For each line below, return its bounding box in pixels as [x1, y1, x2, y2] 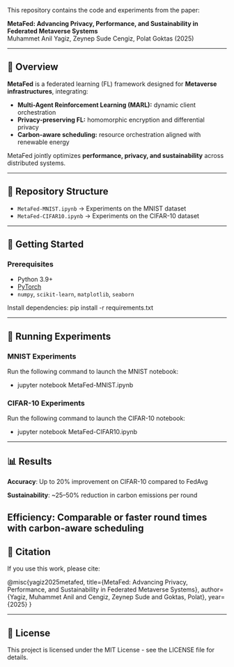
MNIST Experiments [7, 351, 77, 361]
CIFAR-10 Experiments [7, 398, 85, 408]
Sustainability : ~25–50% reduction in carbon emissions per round [7, 491, 198, 499]
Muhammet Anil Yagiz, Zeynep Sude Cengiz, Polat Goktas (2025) [7, 34, 194, 43]
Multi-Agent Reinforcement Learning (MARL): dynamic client [17, 101, 196, 109]
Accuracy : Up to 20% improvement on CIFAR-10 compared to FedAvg [7, 478, 208, 486]
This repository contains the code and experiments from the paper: [7, 6, 200, 14]
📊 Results [7, 455, 52, 467]
